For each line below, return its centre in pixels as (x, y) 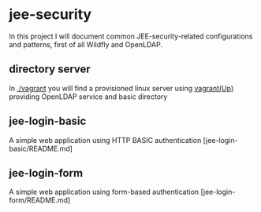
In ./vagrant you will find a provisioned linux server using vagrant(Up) (121, 88)
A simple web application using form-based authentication (104, 192)
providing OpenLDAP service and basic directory (88, 97)
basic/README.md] (41, 148)
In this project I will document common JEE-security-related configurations (131, 36)
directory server (50, 69)
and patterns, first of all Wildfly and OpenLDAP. (86, 44)
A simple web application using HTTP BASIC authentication (105, 140)
